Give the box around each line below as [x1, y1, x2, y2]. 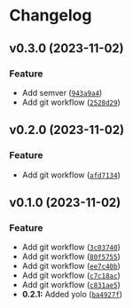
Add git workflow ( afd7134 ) [21, 170, 121, 180]
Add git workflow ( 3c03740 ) [21, 241, 121, 253]
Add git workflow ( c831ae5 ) [21, 280, 121, 290]
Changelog [9, 5, 92, 26]
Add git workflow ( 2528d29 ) [21, 97, 121, 107]
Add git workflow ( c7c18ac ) [21, 270, 121, 280]
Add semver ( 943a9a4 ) [21, 87, 103, 98]
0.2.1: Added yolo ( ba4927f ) [21, 289, 122, 300]
